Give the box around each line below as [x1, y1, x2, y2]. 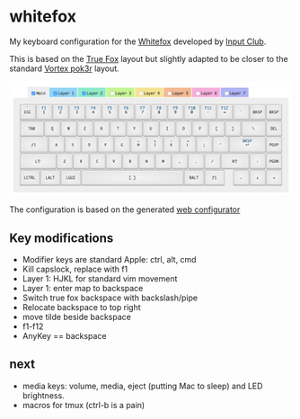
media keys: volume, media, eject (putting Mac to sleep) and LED [22, 380, 263, 391]
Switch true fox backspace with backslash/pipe [22, 292, 199, 303]
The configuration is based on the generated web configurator [9, 204, 241, 215]
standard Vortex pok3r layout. [9, 63, 119, 74]
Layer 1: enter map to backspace [22, 283, 144, 294]
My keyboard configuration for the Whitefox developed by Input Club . [9, 36, 267, 47]
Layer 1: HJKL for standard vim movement [22, 273, 178, 284]
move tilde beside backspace [22, 312, 132, 323]
